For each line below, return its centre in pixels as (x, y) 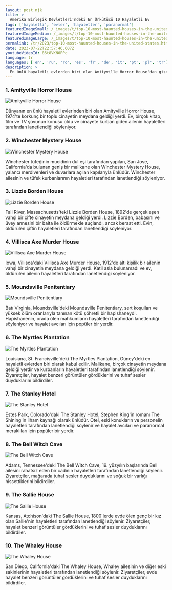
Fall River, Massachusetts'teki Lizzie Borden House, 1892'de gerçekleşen (82, 212)
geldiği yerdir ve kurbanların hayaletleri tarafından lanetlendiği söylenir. (80, 369)
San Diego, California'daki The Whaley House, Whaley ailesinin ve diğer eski (86, 566)
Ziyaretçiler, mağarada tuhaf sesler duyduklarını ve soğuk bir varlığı (76, 476)
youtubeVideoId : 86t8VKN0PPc (36, 53)
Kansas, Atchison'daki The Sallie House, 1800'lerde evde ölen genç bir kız (83, 516)
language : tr (19, 58)
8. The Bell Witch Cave (34, 444)
